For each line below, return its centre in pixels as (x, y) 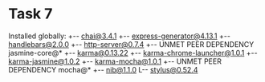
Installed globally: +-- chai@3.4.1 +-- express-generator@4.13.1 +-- (120, 36)
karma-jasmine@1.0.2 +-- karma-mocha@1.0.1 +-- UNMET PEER (115, 61)
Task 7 (31, 14)
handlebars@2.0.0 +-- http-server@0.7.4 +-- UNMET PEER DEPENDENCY (131, 44)
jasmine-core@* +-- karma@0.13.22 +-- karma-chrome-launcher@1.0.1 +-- (133, 53)
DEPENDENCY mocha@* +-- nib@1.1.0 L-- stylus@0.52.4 (103, 69)
